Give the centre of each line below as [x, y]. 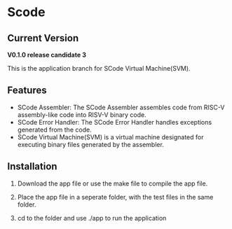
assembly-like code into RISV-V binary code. [82, 114]
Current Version [43, 38]
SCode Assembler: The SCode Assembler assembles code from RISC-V [121, 107]
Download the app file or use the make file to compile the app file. [112, 183]
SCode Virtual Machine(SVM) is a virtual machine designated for [110, 137]
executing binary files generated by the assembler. [91, 144]
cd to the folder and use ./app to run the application [92, 218]
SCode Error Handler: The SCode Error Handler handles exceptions [115, 122]
